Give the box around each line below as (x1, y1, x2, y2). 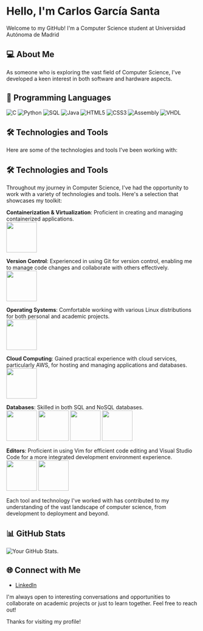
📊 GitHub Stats (6, 528, 66, 538)
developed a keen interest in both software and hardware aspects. (6, 75, 173, 82)
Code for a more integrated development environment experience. (6, 454, 173, 461)
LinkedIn (15, 581, 37, 588)
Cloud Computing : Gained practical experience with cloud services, (6, 355, 177, 362)
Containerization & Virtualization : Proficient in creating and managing (6, 209, 184, 216)
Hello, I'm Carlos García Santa (6, 4, 160, 18)
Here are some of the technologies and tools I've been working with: (6, 146, 178, 153)
